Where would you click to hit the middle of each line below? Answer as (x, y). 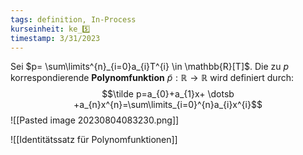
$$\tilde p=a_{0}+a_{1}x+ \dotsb (168, 94)
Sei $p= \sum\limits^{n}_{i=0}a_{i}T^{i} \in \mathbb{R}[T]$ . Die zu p (150, 67)
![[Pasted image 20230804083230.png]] (95, 120)
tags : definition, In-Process (73, 19)
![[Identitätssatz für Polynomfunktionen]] (94, 140)
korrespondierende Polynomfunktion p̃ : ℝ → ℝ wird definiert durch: (152, 78)
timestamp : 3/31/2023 (55, 38)
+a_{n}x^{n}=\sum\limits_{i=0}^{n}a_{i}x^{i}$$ (168, 105)
